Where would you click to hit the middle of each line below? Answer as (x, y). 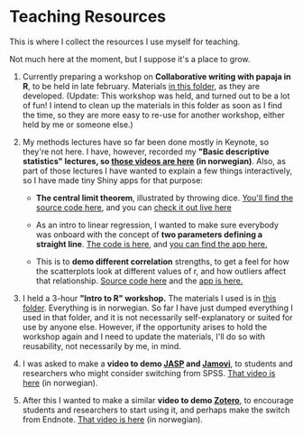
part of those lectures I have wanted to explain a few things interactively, (157, 171)
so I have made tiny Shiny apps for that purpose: (112, 180)
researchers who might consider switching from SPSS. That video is (149, 373)
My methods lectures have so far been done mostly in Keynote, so (145, 142)
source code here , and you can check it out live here (133, 207)
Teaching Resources (88, 17)
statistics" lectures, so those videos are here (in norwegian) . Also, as (154, 161)
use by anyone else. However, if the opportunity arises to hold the (145, 327)
